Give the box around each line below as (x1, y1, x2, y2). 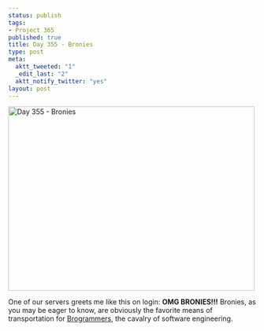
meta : (8, 56, 26, 64)
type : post (8, 48, 44, 56)
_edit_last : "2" (15, 70, 69, 78)
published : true (8, 33, 61, 42)
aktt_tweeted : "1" (15, 63, 76, 71)
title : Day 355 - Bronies (8, 41, 93, 49)
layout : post (8, 84, 51, 93)
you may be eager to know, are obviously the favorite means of (8, 306, 213, 315)
